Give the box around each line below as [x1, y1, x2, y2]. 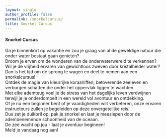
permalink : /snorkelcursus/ [5, 16, 64, 21]
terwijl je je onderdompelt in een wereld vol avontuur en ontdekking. [5, 95, 145, 101]
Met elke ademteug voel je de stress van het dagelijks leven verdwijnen [5, 90, 151, 96]
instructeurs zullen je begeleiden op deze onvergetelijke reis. [5, 106, 130, 112]
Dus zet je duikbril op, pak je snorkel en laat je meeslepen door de [5, 111, 141, 117]
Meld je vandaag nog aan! [5, 127, 59, 133]
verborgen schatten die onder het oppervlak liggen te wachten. [5, 85, 135, 91]
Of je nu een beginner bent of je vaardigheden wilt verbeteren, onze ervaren [5, 101, 162, 107]
